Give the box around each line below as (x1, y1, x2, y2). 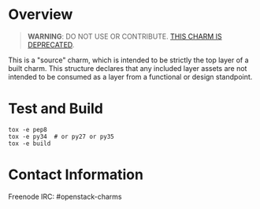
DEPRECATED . (27, 39, 75, 49)
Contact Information (8, 166, 144, 184)
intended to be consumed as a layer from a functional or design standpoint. (8, 72, 253, 81)
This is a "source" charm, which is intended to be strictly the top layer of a (8, 55, 250, 65)
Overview (8, 6, 73, 24)
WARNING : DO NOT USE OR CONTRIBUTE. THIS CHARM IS (27, 32, 222, 41)
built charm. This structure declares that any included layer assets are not (8, 63, 247, 73)
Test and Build (8, 100, 104, 118)
